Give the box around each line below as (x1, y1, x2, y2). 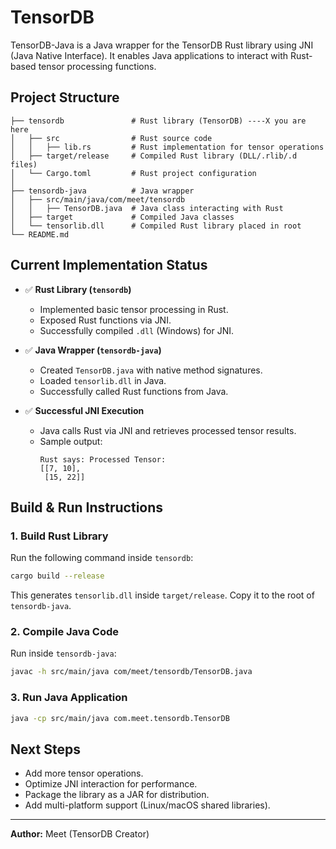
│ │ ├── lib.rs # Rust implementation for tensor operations (10, 142, 325, 152)
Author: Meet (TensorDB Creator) (10, 828, 150, 840)
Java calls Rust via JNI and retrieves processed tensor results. (39, 424, 297, 436)
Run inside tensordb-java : (10, 647, 117, 660)
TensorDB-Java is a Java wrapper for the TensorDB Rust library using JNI (10, 39, 314, 51)
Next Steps (10, 741, 81, 758)
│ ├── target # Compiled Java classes (10, 212, 235, 222)
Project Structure (10, 89, 120, 106)
